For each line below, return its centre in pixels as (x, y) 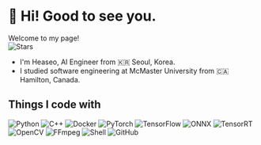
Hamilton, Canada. (50, 79)
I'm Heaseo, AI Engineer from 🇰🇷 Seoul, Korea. (97, 62)
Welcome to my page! (44, 38)
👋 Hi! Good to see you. (82, 16)
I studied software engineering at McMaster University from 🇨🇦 (124, 71)
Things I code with (55, 105)
